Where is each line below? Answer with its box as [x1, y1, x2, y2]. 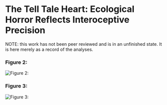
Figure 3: [5, 83, 28, 90]
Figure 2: [5, 59, 28, 66]
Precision [5, 25, 46, 36]
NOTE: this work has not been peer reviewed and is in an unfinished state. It [5, 41, 162, 47]
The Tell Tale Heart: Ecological [5, 3, 134, 15]
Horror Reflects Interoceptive [5, 14, 130, 25]
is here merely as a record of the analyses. [5, 46, 94, 52]
